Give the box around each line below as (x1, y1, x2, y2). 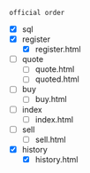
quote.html (34, 64, 75, 75)
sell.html (34, 134, 66, 145)
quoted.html (34, 74, 79, 84)
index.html (34, 114, 73, 124)
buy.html (34, 94, 68, 105)
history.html (34, 153, 79, 164)
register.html (34, 44, 81, 55)
